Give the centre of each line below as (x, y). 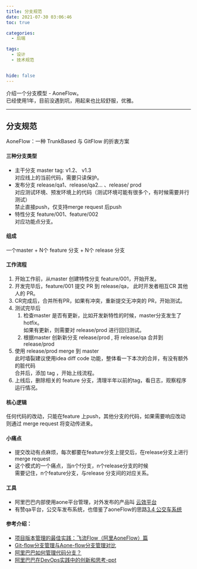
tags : (13, 49)
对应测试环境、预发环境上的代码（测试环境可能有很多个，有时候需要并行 (102, 192)
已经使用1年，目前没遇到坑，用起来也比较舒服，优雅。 (71, 100)
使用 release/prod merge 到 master (57, 351)
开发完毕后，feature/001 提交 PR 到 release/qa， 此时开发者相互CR (95, 286)
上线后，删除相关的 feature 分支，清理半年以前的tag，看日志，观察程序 (100, 380)
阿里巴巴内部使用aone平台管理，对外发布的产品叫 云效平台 (86, 502)
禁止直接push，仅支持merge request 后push (68, 206)
